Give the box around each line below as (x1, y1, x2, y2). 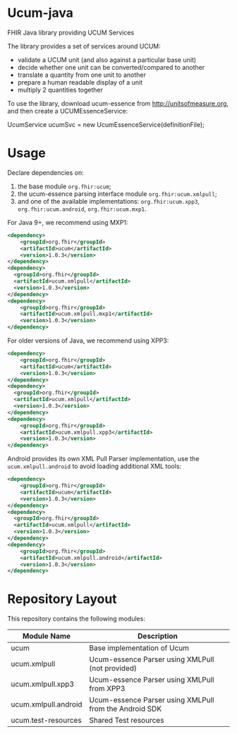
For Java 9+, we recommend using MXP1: (7, 218, 128, 226)
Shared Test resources (89, 716, 164, 726)
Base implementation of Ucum (89, 643, 189, 653)
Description (137, 631, 178, 641)
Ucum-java (7, 5, 74, 21)
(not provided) (89, 663, 138, 673)
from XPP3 (89, 684, 126, 694)
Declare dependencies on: (7, 168, 84, 177)
